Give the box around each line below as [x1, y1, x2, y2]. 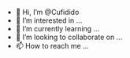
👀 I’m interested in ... [15, 16, 83, 25]
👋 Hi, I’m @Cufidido [15, 8, 80, 16]
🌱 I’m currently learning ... [15, 24, 100, 33]
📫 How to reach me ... [15, 42, 89, 50]
